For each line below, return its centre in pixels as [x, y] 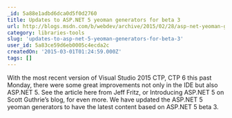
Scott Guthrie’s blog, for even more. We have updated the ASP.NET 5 [105, 99]
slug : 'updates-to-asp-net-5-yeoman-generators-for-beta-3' [96, 39]
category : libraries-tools [46, 33]
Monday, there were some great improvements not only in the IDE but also [113, 85]
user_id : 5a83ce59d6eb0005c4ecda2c [58, 45]
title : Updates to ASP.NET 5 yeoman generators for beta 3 [94, 20]
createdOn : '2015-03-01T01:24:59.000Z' [65, 52]
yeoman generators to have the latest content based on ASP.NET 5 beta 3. [113, 106]
